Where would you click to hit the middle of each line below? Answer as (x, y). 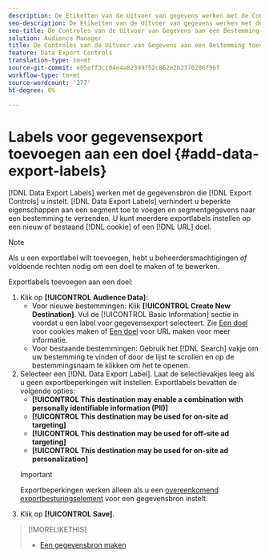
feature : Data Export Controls (60, 53)
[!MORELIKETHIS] (57, 530)
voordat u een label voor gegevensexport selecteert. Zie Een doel (140, 323)
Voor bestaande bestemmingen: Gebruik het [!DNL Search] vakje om (145, 348)
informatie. (50, 340)
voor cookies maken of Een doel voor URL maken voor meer (131, 331)
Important (36, 475)
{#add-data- (217, 154)
